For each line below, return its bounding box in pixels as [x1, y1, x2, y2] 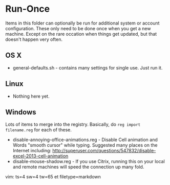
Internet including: [12, 148, 52, 154]
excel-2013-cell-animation [12, 153, 69, 159]
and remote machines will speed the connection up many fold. [12, 164, 144, 170]
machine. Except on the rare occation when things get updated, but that [5, 31, 157, 37]
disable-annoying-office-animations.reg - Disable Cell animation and [12, 136, 158, 143]
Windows [5, 108, 36, 117]
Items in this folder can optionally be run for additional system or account [5, 20, 160, 26]
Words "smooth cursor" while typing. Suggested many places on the [12, 142, 158, 148]
